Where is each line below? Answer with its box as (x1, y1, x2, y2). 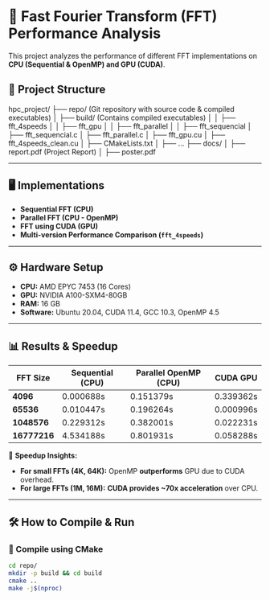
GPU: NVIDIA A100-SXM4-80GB (19, 290, 128, 300)
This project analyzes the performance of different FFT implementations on (8, 51, 257, 60)
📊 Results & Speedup (8, 339, 118, 353)
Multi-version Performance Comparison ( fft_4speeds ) (19, 229, 204, 240)
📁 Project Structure (8, 83, 106, 97)
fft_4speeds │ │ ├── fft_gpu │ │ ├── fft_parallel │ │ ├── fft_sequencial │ (8, 121, 252, 131)
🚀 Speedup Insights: (8, 450, 78, 461)
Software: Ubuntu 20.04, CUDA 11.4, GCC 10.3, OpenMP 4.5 (19, 307, 219, 317)
